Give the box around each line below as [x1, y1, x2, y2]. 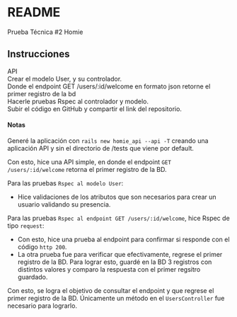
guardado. [17, 272, 48, 281]
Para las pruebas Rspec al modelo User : [7, 178, 124, 188]
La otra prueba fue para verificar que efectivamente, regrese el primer [17, 250, 223, 258]
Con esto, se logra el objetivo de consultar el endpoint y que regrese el [7, 286, 214, 294]
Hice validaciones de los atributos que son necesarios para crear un [17, 192, 217, 201]
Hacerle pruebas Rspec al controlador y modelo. [7, 97, 149, 105]
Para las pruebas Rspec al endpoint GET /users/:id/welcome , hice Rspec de [7, 214, 230, 222]
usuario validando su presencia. [17, 200, 111, 209]
